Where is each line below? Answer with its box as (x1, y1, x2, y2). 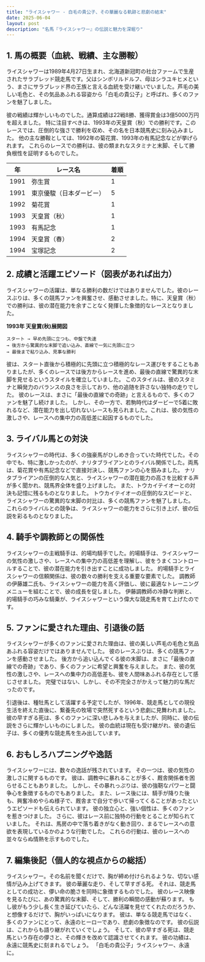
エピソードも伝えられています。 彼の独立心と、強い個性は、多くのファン (11, 805, 195, 812)
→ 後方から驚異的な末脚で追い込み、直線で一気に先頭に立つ (6, 342, 135, 348)
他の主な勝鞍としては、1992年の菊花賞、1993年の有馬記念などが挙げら (18, 134, 198, 141)
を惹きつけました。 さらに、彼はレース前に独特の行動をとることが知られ (6, 813, 190, 820)
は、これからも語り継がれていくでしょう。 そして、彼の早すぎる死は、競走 (6, 926, 195, 933)
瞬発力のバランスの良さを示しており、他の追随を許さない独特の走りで (17, 383, 194, 391)
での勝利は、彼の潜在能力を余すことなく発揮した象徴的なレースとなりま (6, 301, 188, 309)
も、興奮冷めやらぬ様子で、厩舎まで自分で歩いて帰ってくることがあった (6, 797, 188, 805)
